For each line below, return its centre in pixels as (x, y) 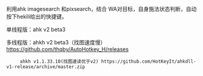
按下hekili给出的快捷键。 (37, 16)
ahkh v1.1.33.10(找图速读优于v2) (59, 61)
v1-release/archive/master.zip (46, 67)
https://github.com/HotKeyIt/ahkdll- (148, 61)
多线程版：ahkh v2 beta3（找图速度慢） (56, 42)
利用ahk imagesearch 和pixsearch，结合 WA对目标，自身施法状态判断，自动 (101, 9)
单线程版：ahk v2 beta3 (36, 29)
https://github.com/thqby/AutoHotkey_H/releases (68, 49)
